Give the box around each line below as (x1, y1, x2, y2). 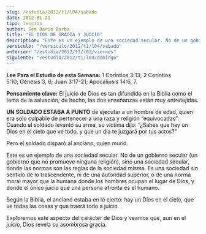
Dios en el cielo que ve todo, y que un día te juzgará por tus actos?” (6, 127, 177, 135)
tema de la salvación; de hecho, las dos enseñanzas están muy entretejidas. (6, 96, 199, 104)
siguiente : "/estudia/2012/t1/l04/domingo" (6, 55, 120, 61)
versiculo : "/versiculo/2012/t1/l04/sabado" (6, 43, 122, 50)
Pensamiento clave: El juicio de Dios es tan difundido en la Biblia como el (6, 89, 193, 97)
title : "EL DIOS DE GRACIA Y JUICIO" (6, 32, 103, 38)
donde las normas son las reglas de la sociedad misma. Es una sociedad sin (6, 164, 198, 172)
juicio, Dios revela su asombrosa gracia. (6, 221, 107, 228)
